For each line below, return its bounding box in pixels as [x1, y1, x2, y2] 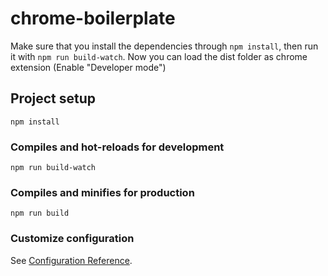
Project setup [10, 90, 97, 107]
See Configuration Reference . [10, 254, 133, 266]
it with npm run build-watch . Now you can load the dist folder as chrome [10, 50, 308, 62]
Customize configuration [10, 232, 135, 246]
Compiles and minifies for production [10, 185, 195, 199]
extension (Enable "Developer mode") [10, 61, 167, 73]
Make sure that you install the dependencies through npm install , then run [10, 40, 319, 52]
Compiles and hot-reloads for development [10, 140, 225, 154]
